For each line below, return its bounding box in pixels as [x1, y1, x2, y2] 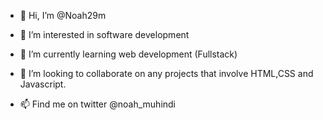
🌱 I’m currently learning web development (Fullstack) [19, 48, 238, 60]
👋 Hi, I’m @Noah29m [19, 10, 107, 21]
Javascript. [19, 78, 67, 90]
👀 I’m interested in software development [19, 29, 190, 40]
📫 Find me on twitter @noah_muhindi [19, 98, 177, 110]
